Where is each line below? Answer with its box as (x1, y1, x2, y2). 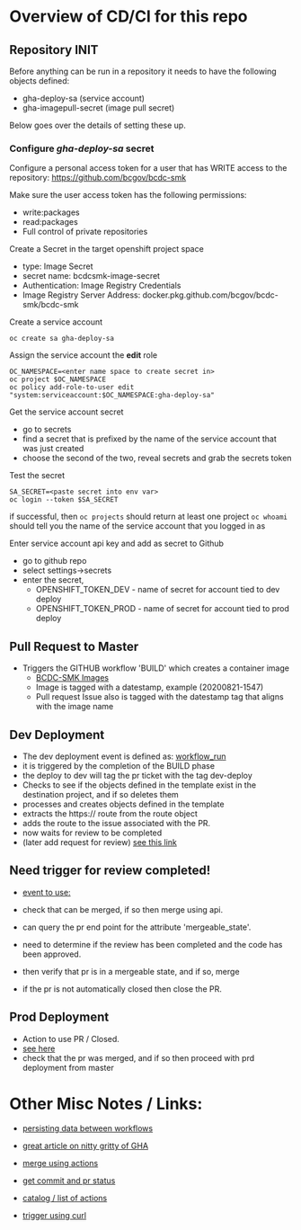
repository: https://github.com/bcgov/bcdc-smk (9, 173, 187, 183)
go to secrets (22, 424, 72, 435)
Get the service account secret (9, 406, 124, 417)
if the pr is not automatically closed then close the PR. (22, 983, 222, 994)
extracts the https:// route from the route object (22, 807, 198, 819)
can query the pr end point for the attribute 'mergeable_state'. (22, 922, 252, 932)
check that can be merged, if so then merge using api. (22, 904, 224, 914)
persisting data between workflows (22, 1123, 154, 1134)
